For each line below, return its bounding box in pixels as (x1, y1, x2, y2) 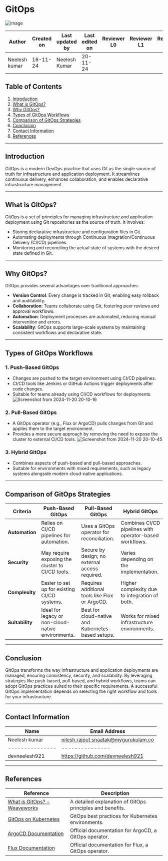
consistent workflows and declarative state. (12, 329, 102, 336)
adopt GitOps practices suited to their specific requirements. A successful (5, 683, 157, 689)
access (81, 565, 98, 572)
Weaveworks (7, 804, 38, 811)
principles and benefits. (69, 804, 125, 811)
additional (81, 586, 104, 593)
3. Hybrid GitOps (5, 449, 46, 456)
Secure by (81, 547, 105, 554)
